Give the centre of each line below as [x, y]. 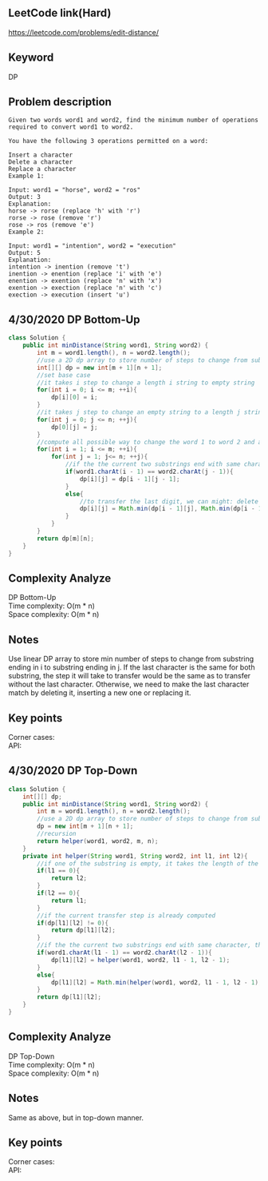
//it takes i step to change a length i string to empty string [146, 383]
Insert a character [41, 155]
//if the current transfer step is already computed [126, 915]
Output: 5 [25, 253]
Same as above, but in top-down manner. [76, 1117]
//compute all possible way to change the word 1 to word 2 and [146, 442]
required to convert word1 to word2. [71, 127]
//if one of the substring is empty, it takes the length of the [148, 863]
